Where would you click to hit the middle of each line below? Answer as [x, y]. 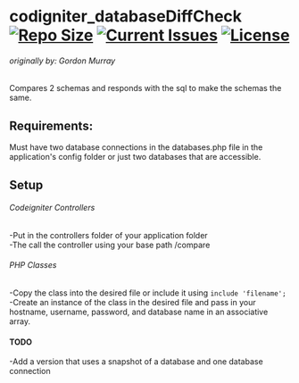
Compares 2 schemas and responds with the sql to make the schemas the [145, 88]
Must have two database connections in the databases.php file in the [136, 147]
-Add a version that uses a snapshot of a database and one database [136, 362]
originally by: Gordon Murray [62, 61]
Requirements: [51, 125]
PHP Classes [33, 265]
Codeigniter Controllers [52, 208]
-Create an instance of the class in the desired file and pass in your [133, 302]
